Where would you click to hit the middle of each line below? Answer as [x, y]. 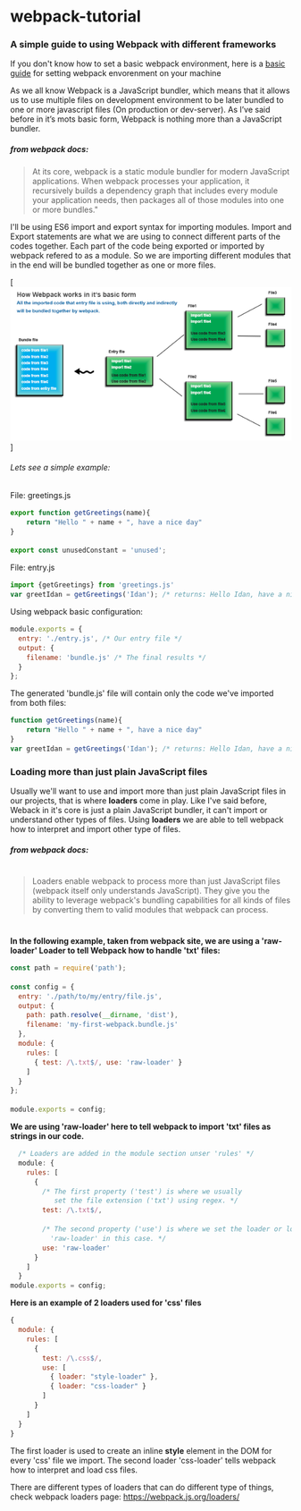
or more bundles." [65, 210]
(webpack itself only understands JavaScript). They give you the [151, 890]
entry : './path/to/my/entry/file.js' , [91, 996]
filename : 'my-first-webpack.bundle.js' [102, 1025]
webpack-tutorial [75, 17]
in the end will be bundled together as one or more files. [113, 265]
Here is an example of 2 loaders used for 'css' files [106, 1303]
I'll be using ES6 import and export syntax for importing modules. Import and [151, 227]
